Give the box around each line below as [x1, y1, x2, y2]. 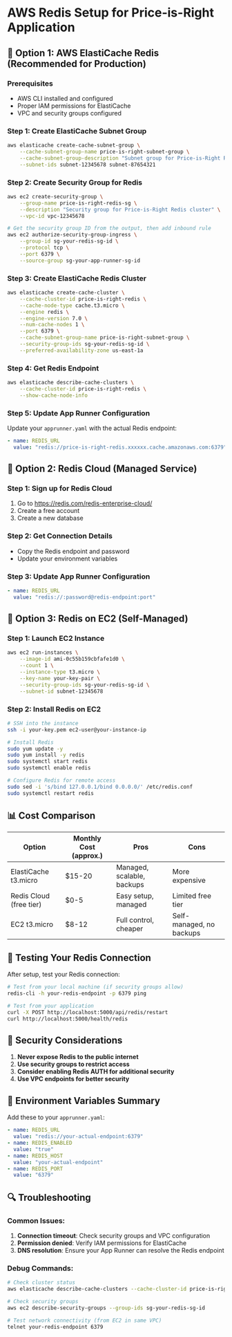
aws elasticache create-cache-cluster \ [7, 289, 126, 297]
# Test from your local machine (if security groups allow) [7, 984, 184, 991]
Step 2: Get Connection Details [7, 531, 113, 541]
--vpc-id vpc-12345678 [19, 212, 85, 219]
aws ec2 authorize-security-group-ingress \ [7, 232, 137, 239]
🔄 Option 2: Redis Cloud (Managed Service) [7, 463, 197, 475]
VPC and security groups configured [17, 109, 122, 117]
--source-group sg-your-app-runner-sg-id [19, 257, 140, 264]
